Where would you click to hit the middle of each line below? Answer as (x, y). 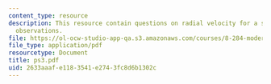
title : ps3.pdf (34, 61)
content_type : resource (48, 16)
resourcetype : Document (48, 53)
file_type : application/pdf (56, 46)
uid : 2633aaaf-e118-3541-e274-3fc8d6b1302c (83, 68)
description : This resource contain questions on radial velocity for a (133, 23)
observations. (39, 30)
